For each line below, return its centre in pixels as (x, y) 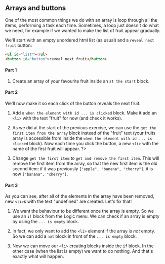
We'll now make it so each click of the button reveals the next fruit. (73, 103)
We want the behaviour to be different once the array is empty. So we (83, 211)
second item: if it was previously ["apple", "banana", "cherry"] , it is (82, 169)
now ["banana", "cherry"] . (40, 174)
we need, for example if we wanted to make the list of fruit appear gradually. (83, 30)
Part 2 (12, 92)
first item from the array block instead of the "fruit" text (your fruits (84, 133)
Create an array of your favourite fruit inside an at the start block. (81, 81)
